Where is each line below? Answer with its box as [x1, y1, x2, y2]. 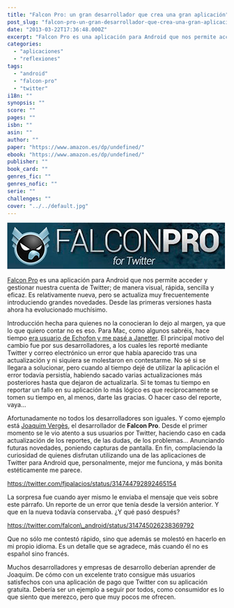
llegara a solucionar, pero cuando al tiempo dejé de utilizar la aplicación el [7, 363, 219, 372]
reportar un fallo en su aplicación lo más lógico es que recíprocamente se [7, 386, 219, 394]
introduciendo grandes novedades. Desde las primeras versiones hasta [7, 298, 212, 307]
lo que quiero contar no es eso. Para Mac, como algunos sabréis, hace [7, 326, 210, 335]
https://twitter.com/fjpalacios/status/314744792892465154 [7, 480, 177, 488]
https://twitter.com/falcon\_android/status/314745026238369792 [7, 522, 194, 530]
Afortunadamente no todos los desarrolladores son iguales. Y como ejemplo [7, 414, 226, 423]
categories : [7, 40, 42, 48]
